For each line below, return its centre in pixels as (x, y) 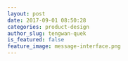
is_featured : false (36, 40)
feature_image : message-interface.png (64, 46)
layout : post (26, 14)
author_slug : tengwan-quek (47, 33)
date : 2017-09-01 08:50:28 (47, 20)
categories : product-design (49, 27)
